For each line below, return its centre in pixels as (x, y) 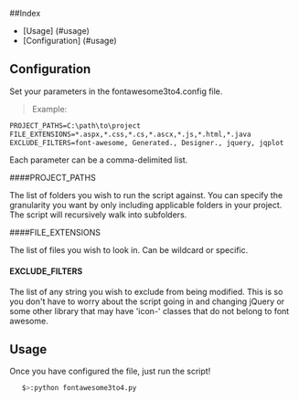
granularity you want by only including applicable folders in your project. (146, 206)
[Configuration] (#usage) (69, 41)
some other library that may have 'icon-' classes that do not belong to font (149, 311)
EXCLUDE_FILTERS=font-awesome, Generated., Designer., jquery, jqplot (147, 142)
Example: (49, 109)
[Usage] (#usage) (56, 31)
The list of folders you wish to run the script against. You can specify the (146, 195)
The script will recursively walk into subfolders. (98, 215)
